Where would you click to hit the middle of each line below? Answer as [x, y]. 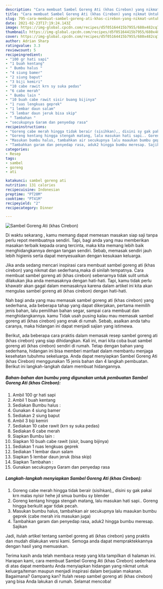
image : [12, 28]
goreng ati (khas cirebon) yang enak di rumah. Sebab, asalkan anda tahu [78, 321]
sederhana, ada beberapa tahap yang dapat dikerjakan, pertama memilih [78, 306]
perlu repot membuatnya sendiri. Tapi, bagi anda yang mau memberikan [77, 240]
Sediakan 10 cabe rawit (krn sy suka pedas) [56, 426]
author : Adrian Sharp [27, 41]
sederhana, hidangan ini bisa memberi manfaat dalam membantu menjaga [79, 351]
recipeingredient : [24, 55]
